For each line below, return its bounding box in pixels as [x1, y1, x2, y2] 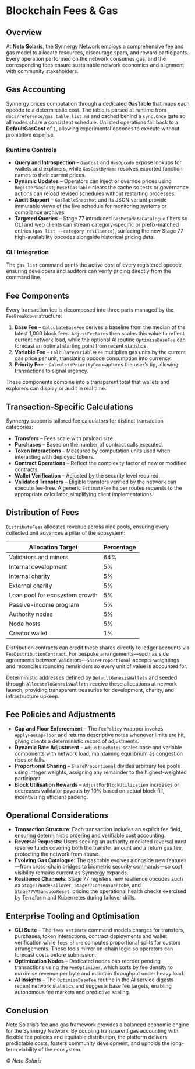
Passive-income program [9, 600, 80, 608]
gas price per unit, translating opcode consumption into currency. [14, 355, 172, 362]
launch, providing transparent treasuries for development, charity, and [6, 686, 175, 693]
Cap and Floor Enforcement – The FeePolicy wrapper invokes [14, 725, 164, 732]
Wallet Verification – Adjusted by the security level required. [14, 472, 160, 479]
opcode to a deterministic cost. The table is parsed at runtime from [6, 106, 167, 113]
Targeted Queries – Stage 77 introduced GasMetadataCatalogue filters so [14, 215, 188, 222]
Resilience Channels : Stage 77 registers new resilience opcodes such [14, 876, 183, 883]
